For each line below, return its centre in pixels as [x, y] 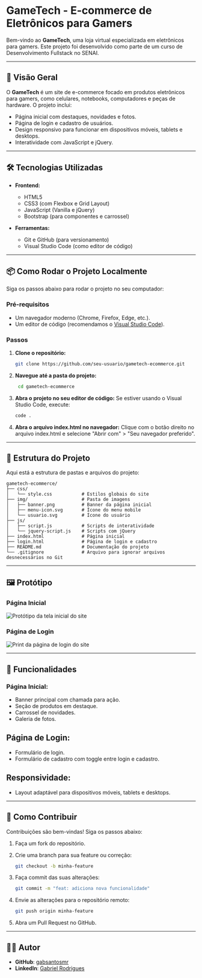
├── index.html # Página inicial [66, 537]
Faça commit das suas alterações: [57, 877]
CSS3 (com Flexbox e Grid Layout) [67, 203]
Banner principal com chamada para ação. [67, 700]
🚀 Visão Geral [32, 78]
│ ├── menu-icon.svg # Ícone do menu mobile [74, 510]
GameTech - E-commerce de [79, 11]
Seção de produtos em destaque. [56, 706]
